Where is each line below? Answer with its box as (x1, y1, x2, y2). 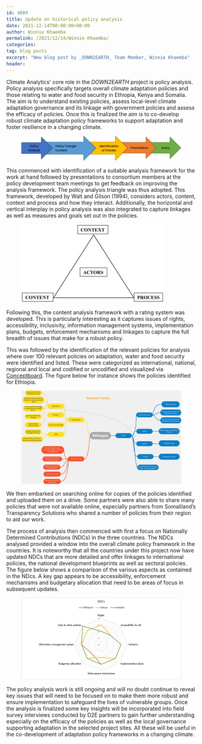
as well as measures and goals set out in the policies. (6, 212, 139, 219)
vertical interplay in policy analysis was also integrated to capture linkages (6, 205, 191, 212)
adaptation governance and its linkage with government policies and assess (6, 104, 195, 111)
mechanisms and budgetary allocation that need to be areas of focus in (6, 579, 184, 586)
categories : (6, 42, 36, 48)
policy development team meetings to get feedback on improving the (6, 179, 178, 187)
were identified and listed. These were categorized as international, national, (6, 359, 197, 366)
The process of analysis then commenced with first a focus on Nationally (6, 527, 188, 535)
